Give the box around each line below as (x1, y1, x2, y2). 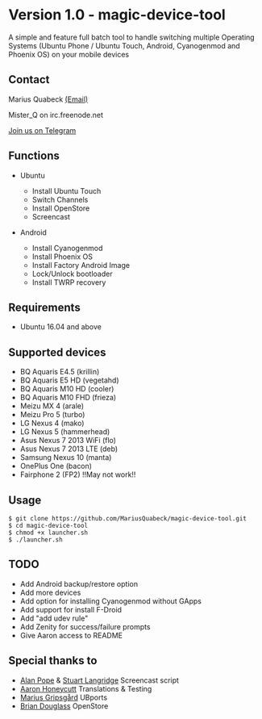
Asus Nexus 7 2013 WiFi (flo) (19, 436, 117, 445)
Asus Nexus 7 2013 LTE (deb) (19, 444, 119, 454)
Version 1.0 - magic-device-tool (8, 6, 226, 24)
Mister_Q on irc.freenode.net (8, 110, 103, 119)
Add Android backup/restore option (19, 579, 139, 588)
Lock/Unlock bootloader (31, 269, 113, 278)
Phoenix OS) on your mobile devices (8, 49, 130, 59)
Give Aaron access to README (19, 630, 123, 640)
